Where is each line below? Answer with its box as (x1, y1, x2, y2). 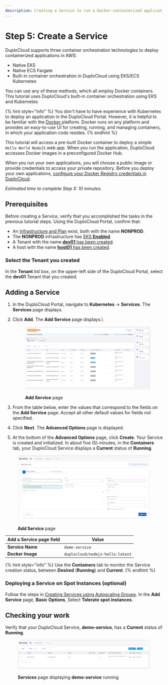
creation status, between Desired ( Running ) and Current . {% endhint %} (5, 567, 156, 574)
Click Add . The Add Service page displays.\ (12, 316, 103, 322)
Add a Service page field (7, 536, 60, 542)
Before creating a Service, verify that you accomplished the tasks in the (5, 213, 153, 219)
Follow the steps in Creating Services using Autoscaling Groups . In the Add (5, 591, 160, 597)
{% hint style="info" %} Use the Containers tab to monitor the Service (5, 562, 150, 568)
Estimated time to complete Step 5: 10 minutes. (5, 185, 102, 191)
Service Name (7, 544, 37, 550)
